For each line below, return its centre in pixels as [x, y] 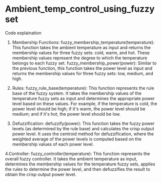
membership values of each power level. [53, 144]
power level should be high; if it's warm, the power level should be [79, 109]
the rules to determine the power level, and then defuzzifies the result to [78, 169]
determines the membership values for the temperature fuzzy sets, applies [80, 164]
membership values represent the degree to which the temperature [80, 58]
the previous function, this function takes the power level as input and [82, 68]
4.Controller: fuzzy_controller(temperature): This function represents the [78, 153]
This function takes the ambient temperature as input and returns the [81, 47]
